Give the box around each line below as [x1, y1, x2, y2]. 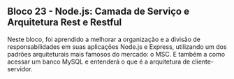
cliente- [191, 57, 214, 66]
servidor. [7, 64, 33, 73]
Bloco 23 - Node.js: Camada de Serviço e [7, 6, 190, 17]
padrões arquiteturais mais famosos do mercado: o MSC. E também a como [7, 50, 226, 58]
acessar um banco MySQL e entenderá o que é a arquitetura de [7, 57, 191, 66]
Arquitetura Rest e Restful [7, 17, 122, 29]
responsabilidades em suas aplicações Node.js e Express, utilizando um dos [7, 42, 227, 51]
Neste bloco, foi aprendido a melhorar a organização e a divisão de [7, 35, 200, 43]
